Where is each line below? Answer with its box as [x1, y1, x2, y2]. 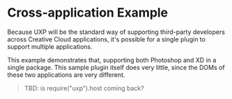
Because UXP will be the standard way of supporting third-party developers [7, 28, 225, 36]
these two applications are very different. [7, 71, 125, 79]
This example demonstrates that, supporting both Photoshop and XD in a [7, 55, 217, 64]
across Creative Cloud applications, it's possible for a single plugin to [7, 35, 206, 43]
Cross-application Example [7, 5, 169, 21]
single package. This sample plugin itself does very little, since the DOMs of [7, 63, 225, 71]
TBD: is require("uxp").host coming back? [24, 84, 144, 92]
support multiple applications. [7, 42, 93, 51]
